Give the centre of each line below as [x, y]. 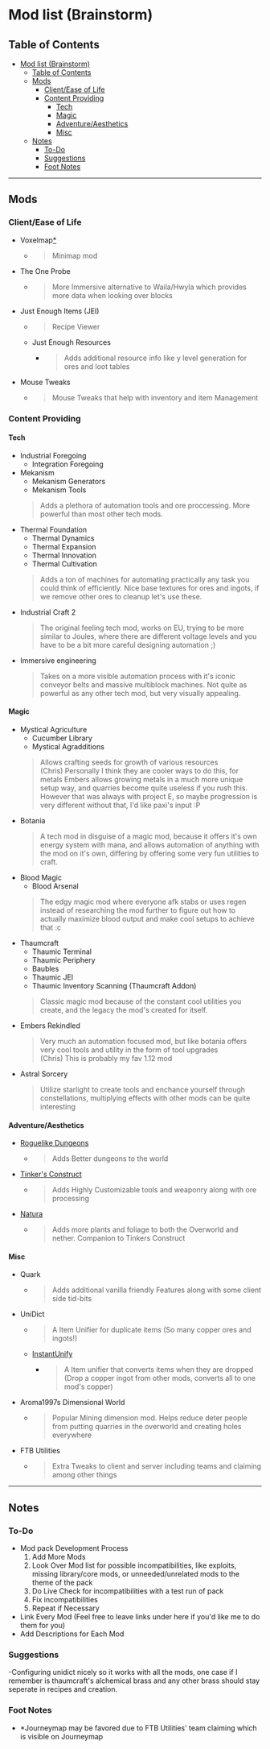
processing [71, 1199]
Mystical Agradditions [68, 747]
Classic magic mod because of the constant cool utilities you [141, 1001]
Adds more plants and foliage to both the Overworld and [145, 1229]
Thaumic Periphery [63, 960]
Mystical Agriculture [53, 730]
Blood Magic [41, 878]
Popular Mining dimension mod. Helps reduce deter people [149, 1418]
